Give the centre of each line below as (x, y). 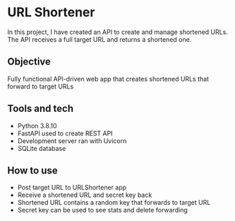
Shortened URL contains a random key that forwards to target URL (114, 203)
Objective (29, 62)
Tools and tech (41, 109)
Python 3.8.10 (37, 125)
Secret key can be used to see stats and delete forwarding (103, 210)
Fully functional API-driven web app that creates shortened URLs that (108, 79)
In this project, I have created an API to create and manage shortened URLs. (117, 32)
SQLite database (42, 148)
